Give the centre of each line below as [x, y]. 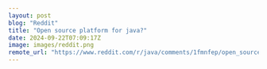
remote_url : [28, 52]
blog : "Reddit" [33, 23]
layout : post [30, 15]
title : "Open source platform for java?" [78, 30]
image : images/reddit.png [51, 45]
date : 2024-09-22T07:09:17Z [55, 38]
